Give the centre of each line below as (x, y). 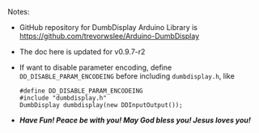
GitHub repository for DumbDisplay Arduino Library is (108, 27)
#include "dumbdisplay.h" (63, 98)
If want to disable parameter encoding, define (96, 67)
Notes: (19, 12)
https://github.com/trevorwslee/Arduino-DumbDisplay (109, 36)
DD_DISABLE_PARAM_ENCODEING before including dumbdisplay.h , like (127, 76)
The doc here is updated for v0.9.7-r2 (82, 51)
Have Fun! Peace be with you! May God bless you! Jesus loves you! (135, 120)
